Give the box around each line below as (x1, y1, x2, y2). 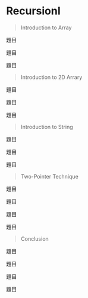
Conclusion (20, 235, 49, 242)
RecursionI (6, 4, 61, 18)
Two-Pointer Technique (20, 173, 78, 180)
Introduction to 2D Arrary (20, 73, 83, 81)
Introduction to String (20, 123, 73, 130)
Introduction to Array (20, 24, 72, 31)
